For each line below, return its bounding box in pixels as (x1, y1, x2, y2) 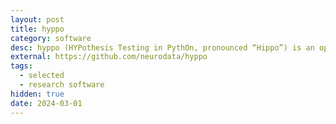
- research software (19, 80, 105, 90)
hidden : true (10, 89, 65, 99)
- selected (19, 71, 65, 81)
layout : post (10, 14, 65, 25)
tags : (10, 61, 33, 71)
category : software (10, 33, 92, 43)
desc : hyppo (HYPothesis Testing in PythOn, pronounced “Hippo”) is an (10, 42, 315, 53)
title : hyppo (10, 24, 65, 34)
